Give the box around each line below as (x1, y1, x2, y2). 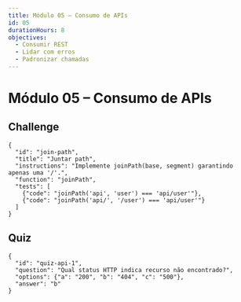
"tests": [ (15, 182, 51, 190)
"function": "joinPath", (15, 175, 97, 183)
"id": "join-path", (15, 148, 79, 156)
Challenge (8, 120, 60, 134)
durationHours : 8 (8, 26, 65, 34)
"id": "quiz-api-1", (15, 259, 82, 267)
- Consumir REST (15, 41, 68, 49)
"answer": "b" (15, 280, 61, 288)
